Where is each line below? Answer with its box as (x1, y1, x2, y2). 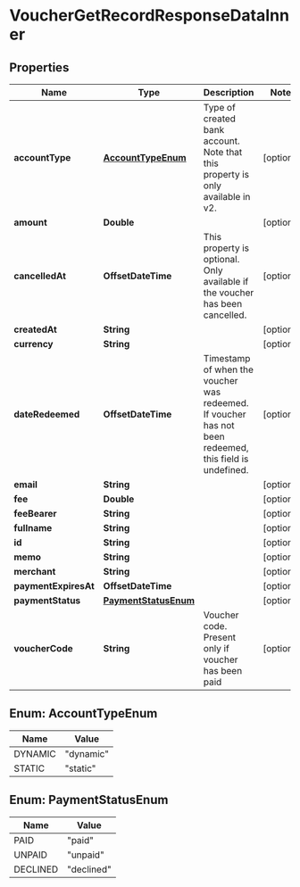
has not (203, 419, 235, 431)
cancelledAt (13, 269, 67, 282)
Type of (203, 102, 237, 113)
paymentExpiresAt (13, 580, 96, 592)
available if (203, 276, 249, 287)
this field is (203, 452, 249, 465)
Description (203, 87, 254, 98)
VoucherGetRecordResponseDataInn (9, 5, 290, 26)
